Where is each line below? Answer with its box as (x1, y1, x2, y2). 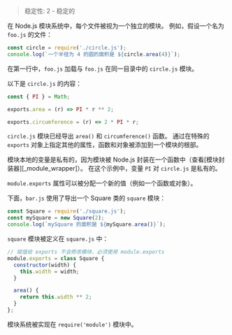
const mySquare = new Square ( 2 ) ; (7, 215, 105, 222)
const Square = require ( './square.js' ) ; (7, 208, 127, 215)
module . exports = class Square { (7, 255, 105, 262)
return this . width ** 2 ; (20, 294, 92, 301)
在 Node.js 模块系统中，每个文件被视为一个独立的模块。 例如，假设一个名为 (7, 22, 225, 30)
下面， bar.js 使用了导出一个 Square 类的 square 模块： (7, 194, 166, 202)
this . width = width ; (20, 268, 80, 275)
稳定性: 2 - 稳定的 (24, 7, 75, 15)
